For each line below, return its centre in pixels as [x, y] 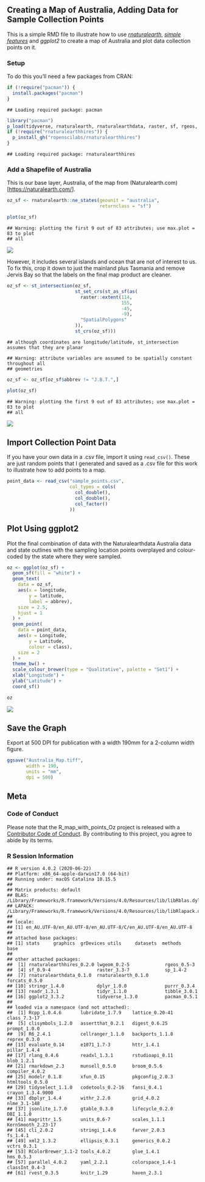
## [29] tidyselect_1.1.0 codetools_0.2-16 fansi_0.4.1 [85, 1087]
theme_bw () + [29, 664]
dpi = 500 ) [40, 777]
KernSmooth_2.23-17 [32, 1125]
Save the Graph [37, 728]
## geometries [25, 369]
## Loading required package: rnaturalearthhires [71, 154]
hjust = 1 [30, 613]
